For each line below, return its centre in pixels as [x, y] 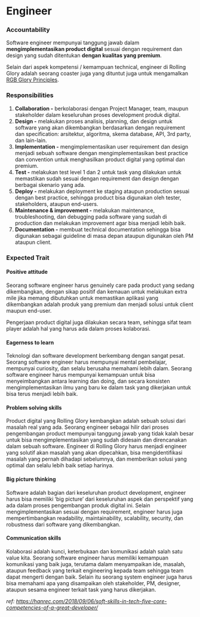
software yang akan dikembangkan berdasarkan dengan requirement [100, 128]
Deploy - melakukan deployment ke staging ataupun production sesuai [102, 191]
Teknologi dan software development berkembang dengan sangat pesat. [96, 356]
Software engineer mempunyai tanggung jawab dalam [73, 43]
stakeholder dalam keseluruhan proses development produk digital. [98, 114]
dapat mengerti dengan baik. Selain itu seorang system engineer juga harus [99, 577]
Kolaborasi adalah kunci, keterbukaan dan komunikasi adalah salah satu [95, 551]
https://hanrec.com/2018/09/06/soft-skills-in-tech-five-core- [91, 601]
